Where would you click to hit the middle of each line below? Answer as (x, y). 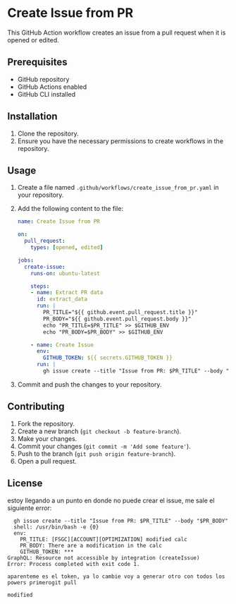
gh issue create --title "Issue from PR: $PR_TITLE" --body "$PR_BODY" (121, 521)
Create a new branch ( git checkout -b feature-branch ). (99, 431)
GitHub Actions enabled (52, 87)
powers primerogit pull (42, 582)
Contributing (36, 407)
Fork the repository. (46, 423)
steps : (40, 286)
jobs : (25, 260)
